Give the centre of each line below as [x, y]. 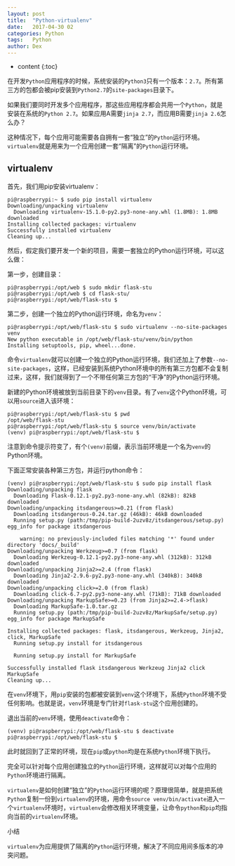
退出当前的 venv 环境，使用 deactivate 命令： [69, 718]
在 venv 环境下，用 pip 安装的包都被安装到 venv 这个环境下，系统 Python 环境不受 [117, 694]
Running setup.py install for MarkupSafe [75, 655]
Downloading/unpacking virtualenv [58, 206]
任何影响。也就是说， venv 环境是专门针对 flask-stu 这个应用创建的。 [105, 703]
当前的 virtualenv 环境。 [47, 816]
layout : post [26, 14]
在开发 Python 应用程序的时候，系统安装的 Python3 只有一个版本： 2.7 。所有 [112, 81]
